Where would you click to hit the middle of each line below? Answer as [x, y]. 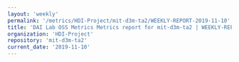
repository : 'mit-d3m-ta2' [47, 41]
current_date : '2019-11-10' [49, 47]
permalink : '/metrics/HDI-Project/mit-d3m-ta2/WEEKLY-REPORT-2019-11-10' [119, 21]
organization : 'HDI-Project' [51, 34]
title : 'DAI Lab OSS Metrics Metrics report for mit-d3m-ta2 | [103, 27]
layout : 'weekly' [33, 14]
